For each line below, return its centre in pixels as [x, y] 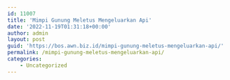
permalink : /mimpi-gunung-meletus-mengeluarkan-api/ [86, 53]
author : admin [28, 33]
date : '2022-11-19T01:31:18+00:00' [59, 26]
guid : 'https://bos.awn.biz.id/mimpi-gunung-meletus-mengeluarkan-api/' [116, 46]
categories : [25, 59]
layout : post [26, 40]
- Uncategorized [44, 65]
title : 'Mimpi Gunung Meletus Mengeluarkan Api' [80, 20]
